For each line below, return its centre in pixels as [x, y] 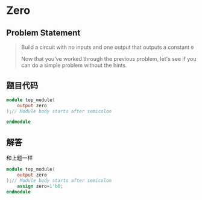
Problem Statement [43, 33]
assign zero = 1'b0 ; [40, 186]
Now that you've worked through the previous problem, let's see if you [109, 59]
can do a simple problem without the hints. [74, 65]
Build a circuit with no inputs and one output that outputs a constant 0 [107, 47]
